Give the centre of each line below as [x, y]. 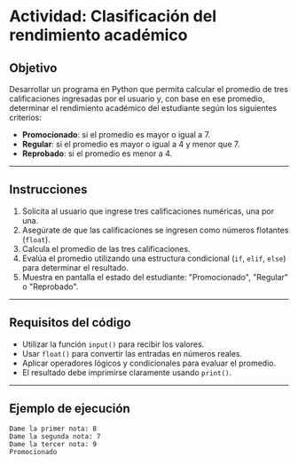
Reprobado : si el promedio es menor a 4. [97, 153]
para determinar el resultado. [75, 267]
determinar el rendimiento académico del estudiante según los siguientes [143, 108]
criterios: [26, 118]
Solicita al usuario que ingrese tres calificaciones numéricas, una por [148, 211]
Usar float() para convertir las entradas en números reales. [132, 353]
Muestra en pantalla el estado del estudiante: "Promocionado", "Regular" [155, 277]
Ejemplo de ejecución [70, 409]
